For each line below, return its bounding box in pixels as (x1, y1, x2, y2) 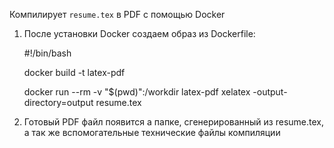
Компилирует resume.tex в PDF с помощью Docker (9, 9, 226, 20)
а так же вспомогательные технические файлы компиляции (23, 127, 281, 138)
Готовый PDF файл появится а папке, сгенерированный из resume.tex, (23, 116, 324, 128)
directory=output (23, 97, 94, 108)
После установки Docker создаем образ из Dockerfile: (23, 28, 256, 39)
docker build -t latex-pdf (23, 67, 126, 78)
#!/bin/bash (23, 47, 72, 59)
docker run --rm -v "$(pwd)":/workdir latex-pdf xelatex (23, 86, 251, 98)
